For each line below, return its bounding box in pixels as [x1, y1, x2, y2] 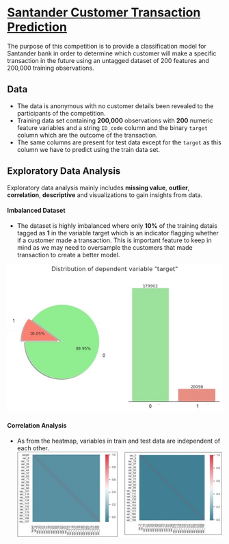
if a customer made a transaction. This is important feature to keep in [16, 236, 212, 244]
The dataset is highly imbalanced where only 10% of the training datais [16, 221, 217, 230]
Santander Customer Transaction [7, 5, 201, 21]
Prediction [7, 19, 67, 35]
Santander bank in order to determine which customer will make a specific [7, 49, 217, 57]
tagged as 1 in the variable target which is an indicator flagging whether [16, 229, 219, 237]
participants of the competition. [16, 109, 106, 117]
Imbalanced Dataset [7, 207, 66, 215]
